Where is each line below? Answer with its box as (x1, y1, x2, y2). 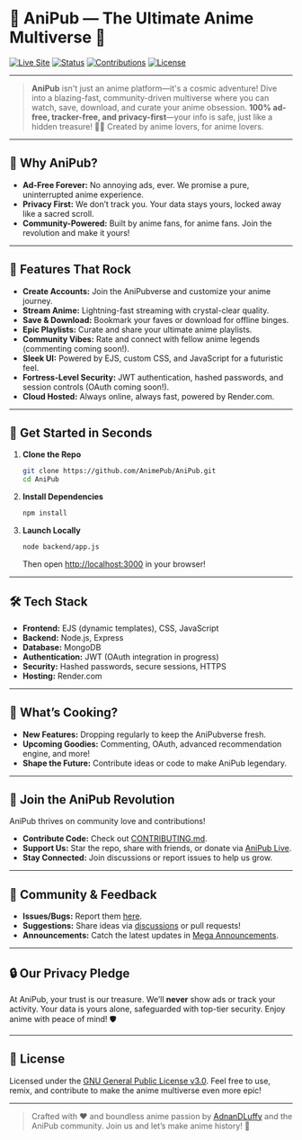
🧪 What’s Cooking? (9, 705, 119, 721)
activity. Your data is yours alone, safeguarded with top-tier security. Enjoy (9, 1003, 286, 1014)
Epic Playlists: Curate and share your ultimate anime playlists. (22, 324, 253, 335)
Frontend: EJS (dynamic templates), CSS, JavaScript (22, 623, 219, 633)
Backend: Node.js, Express (22, 632, 124, 642)
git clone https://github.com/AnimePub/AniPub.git (22, 467, 217, 476)
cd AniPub (22, 475, 60, 484)
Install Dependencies (22, 491, 103, 502)
